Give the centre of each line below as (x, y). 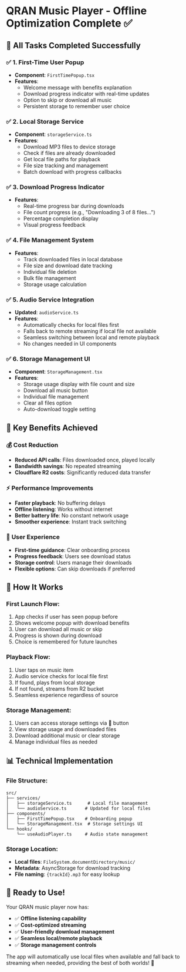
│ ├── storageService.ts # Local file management (77, 803)
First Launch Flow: (33, 603)
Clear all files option (48, 403)
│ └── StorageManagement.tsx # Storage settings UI (75, 824)
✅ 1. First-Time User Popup (45, 62)
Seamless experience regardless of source (66, 695)
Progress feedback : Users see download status (72, 556)
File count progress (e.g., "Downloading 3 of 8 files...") (89, 213)
